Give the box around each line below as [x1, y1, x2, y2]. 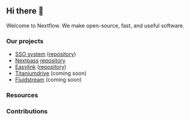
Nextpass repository [14, 57, 66, 64]
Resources [6, 91, 38, 100]
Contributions [6, 107, 48, 115]
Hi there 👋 [6, 6, 44, 16]
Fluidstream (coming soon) [14, 76, 82, 83]
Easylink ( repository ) [14, 64, 67, 71]
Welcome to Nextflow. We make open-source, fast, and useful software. [6, 22, 185, 29]
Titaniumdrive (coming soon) [14, 70, 87, 77]
